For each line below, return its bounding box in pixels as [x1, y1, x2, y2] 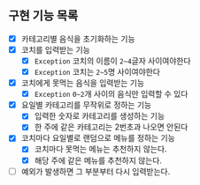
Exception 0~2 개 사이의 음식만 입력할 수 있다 [34, 89, 188, 100]
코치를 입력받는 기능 [20, 44, 90, 55]
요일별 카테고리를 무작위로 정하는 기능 [20, 100, 152, 110]
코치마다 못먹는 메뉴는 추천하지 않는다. [34, 144, 167, 154]
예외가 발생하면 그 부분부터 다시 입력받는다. [20, 166, 171, 176]
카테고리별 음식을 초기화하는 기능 [20, 33, 135, 44]
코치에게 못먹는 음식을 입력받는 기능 [20, 78, 145, 88]
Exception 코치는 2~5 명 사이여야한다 [34, 67, 161, 77]
